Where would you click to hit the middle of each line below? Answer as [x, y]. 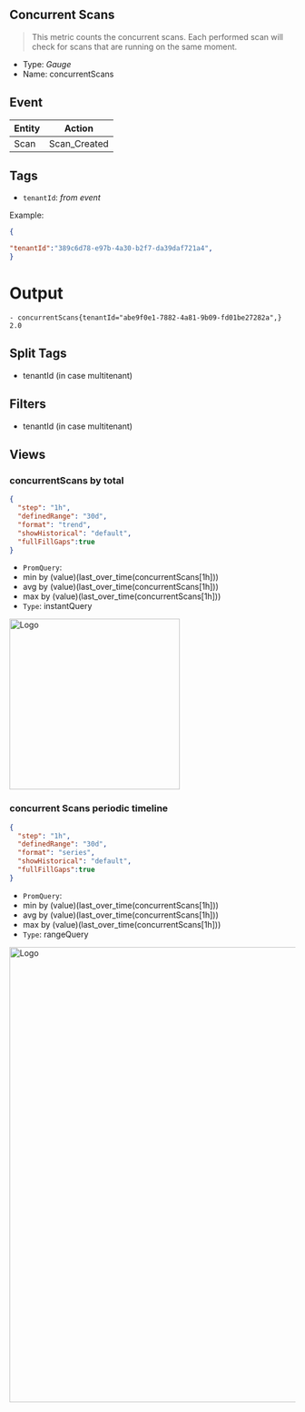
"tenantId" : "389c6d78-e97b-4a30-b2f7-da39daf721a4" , [111, 249]
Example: [27, 215]
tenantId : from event [62, 198]
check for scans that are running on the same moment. [134, 46]
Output [36, 294]
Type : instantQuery [57, 606]
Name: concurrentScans [68, 74]
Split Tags [38, 354]
